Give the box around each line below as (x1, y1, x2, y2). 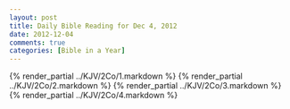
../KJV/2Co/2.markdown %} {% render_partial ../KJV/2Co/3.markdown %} (9, 80, 282, 91)
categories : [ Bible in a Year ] (9, 46, 126, 55)
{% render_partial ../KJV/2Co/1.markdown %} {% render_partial (9, 71, 243, 81)
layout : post (9, 13, 58, 22)
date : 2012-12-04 (9, 29, 74, 38)
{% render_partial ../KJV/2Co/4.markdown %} (9, 90, 178, 101)
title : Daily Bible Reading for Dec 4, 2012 (9, 21, 178, 30)
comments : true (9, 38, 66, 47)
